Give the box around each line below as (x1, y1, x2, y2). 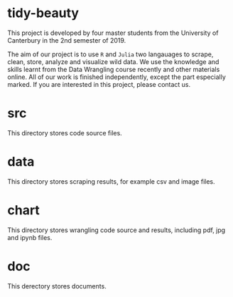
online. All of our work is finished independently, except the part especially (7, 73, 226, 81)
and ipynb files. (7, 233, 53, 241)
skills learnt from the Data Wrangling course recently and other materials (7, 65, 220, 73)
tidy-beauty (7, 5, 80, 21)
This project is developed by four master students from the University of (7, 28, 219, 37)
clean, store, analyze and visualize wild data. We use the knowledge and (7, 57, 220, 66)
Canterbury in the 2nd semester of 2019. (7, 36, 126, 44)
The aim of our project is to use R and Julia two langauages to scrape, (7, 50, 214, 58)
